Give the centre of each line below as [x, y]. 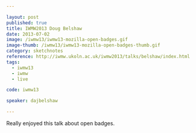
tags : [13, 62]
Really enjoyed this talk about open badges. [61, 123]
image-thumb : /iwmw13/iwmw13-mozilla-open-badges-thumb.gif [84, 45]
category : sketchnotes [35, 51]
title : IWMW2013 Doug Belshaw [44, 28]
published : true [27, 23]
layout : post [23, 17]
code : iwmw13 [23, 90]
